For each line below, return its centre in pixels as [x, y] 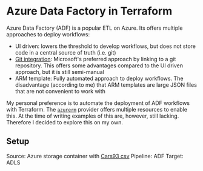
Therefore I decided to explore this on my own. [65, 122]
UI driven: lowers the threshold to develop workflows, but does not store [105, 46]
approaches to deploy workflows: [48, 34]
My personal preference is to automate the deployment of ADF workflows [98, 103]
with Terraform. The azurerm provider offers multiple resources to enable [97, 109]
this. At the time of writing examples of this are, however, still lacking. [93, 116]
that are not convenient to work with [60, 91]
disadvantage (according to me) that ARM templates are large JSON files [106, 85]
